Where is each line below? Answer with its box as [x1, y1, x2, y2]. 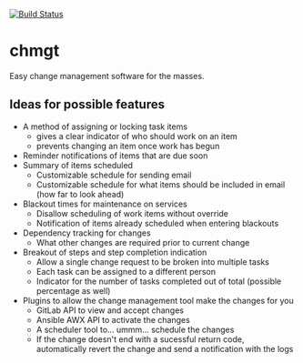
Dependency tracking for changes [22, 227, 152, 238]
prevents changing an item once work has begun [35, 140, 220, 151]
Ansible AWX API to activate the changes [35, 314, 191, 325]
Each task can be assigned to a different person [35, 266, 217, 277]
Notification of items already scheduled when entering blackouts [35, 217, 279, 228]
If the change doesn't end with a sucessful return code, [35, 333, 245, 345]
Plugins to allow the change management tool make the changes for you [22, 295, 294, 306]
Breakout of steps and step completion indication [22, 247, 207, 257]
